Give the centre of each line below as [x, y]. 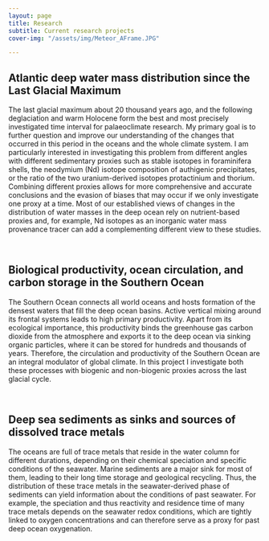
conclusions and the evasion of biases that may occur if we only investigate [134, 195]
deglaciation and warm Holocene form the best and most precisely [118, 118]
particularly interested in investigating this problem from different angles [128, 153]
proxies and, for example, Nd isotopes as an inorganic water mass [118, 221]
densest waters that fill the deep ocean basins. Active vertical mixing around [135, 310]
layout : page [30, 16]
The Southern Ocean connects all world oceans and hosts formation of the [132, 301]
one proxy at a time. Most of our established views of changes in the [122, 204]
